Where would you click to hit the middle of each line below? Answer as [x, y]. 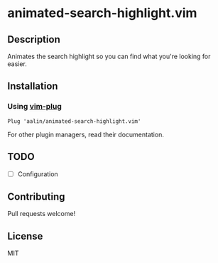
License [25, 236]
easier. [17, 64]
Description [34, 39]
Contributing [36, 197]
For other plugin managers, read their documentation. [86, 134]
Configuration [38, 174]
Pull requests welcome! [42, 214]
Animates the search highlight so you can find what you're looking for [109, 56]
